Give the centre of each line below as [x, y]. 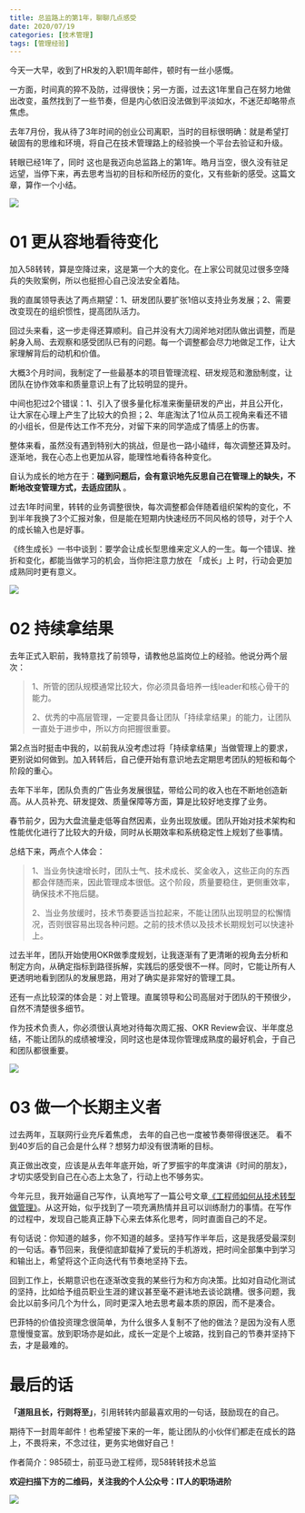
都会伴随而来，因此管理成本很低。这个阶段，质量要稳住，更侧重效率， [163, 883]
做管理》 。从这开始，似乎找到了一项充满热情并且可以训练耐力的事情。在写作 [151, 1207]
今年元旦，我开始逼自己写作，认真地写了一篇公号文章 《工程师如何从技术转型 [152, 1196]
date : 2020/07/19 [42, 26]
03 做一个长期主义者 [85, 1108]
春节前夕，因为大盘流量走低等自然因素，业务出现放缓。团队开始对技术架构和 [152, 821]
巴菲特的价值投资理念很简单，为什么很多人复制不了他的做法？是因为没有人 [148, 1322]
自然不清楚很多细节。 [49, 1009]
